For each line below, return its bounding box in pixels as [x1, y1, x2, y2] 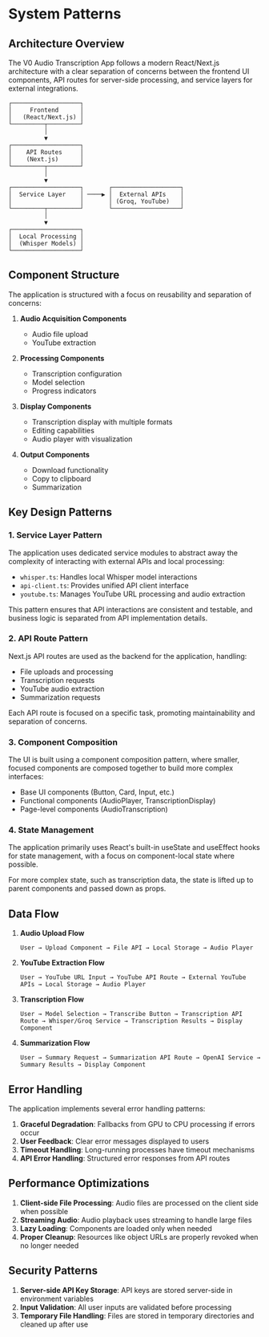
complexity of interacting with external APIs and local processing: [8, 556, 225, 566]
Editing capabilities [31, 425, 94, 435]
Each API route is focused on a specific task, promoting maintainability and [8, 708, 255, 717]
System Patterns [8, 5, 122, 23]
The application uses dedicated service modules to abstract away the [8, 547, 239, 558]
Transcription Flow [19, 994, 85, 1004]
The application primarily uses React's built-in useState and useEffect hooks [8, 843, 260, 852]
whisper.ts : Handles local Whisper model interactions [19, 571, 198, 582]
